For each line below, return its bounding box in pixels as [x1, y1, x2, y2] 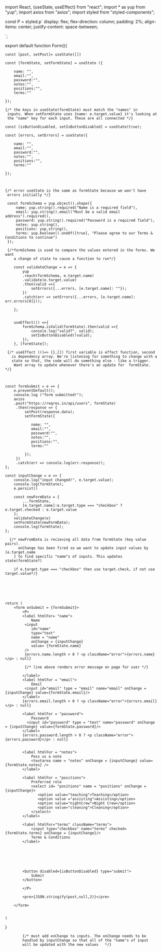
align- [145, 19, 157, 24]
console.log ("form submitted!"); [14, 392, 83, 397]
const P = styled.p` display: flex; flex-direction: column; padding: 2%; [5, 19, 144, 24]
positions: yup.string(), [16, 227, 68, 231]
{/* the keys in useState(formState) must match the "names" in [5, 107, 138, 112]
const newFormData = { [14, 494, 60, 499]
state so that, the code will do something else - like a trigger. [11, 358, 151, 363]
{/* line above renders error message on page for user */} [24, 665, 149, 670]
